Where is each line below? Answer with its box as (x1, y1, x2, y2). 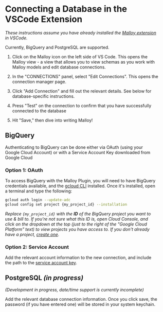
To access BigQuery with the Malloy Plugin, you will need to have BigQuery (5, 178, 156, 184)
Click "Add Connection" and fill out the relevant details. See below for (12, 88, 152, 94)
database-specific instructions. (12, 93, 75, 99)
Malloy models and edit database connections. (12, 64, 106, 70)
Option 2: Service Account (5, 243, 69, 250)
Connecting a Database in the (5, 3, 127, 15)
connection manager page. (12, 79, 67, 85)
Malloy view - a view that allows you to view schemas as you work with (12, 59, 155, 65)
